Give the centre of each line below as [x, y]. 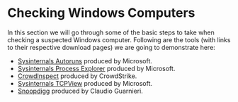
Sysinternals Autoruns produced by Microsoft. [85, 60]
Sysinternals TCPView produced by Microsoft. [85, 83]
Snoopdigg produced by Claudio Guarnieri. [80, 91]
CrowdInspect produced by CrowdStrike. [77, 76]
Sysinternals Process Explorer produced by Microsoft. [96, 68]
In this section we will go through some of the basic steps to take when [111, 32]
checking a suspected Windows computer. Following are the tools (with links [119, 39]
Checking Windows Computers [101, 13]
